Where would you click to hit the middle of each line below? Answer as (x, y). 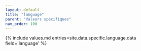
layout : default (22, 10)
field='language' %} (26, 43)
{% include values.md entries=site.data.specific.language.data (71, 38)
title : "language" (25, 14)
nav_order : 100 (21, 24)
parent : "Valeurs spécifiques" (38, 19)
